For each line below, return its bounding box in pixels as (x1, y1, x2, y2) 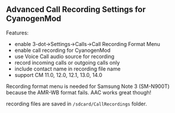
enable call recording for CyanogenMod (14, 47, 111, 54)
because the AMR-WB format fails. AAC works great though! (6, 89, 152, 96)
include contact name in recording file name (14, 65, 121, 72)
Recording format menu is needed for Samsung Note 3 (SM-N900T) (6, 83, 170, 90)
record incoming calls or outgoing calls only (14, 59, 120, 66)
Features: (6, 29, 29, 36)
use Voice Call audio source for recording (14, 52, 115, 60)
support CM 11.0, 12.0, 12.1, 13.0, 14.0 (14, 71, 103, 78)
